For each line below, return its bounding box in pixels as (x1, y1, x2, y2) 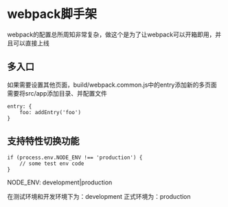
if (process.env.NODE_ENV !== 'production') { (7, 154, 143, 161)
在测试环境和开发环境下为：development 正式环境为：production (7, 192, 191, 200)
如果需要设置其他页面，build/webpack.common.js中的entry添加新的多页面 (7, 80, 218, 89)
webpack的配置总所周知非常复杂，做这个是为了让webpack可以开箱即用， (7, 30, 216, 39)
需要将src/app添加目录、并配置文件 (7, 89, 108, 97)
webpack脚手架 (7, 6, 98, 22)
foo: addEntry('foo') (19, 109, 81, 116)
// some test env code (19, 160, 84, 167)
